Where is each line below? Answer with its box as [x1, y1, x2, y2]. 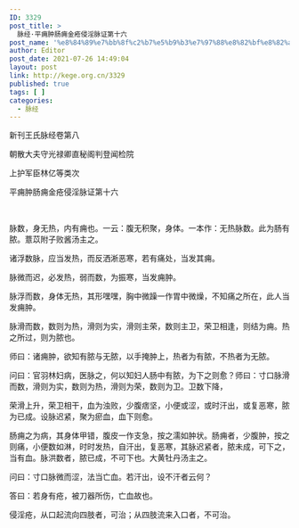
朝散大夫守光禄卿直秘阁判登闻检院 [9, 149, 134, 160]
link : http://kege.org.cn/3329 [9, 71, 125, 80]
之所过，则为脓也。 [9, 332, 80, 343]
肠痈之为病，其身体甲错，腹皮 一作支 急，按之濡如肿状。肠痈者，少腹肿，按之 [9, 430, 290, 441]
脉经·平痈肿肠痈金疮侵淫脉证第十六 [17, 29, 127, 38]
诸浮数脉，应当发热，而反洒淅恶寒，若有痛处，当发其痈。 [9, 253, 220, 264]
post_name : [9, 37, 50, 47]
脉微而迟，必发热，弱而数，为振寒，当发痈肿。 [9, 272, 181, 283]
